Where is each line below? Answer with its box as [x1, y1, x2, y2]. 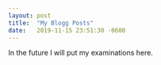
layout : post [8, 11, 52, 20]
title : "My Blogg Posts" [8, 19, 94, 27]
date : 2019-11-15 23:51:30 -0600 [8, 26, 126, 34]
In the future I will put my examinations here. [8, 48, 153, 58]
